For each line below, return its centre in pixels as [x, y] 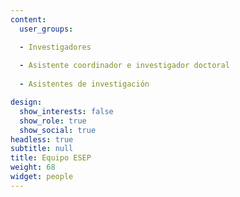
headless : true [42, 139]
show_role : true [53, 121]
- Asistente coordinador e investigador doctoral [124, 66]
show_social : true [58, 130]
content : [28, 19]
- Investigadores [55, 47]
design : [26, 102]
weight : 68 [33, 167]
